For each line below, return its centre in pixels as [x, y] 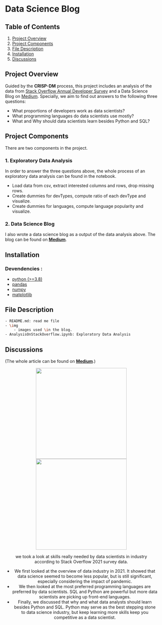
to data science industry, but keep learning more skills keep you [85, 612]
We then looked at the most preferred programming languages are [85, 587]
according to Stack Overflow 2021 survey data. [81, 562]
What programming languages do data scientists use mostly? [73, 116]
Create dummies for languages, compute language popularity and [78, 206]
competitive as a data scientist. [85, 617]
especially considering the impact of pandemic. [85, 581]
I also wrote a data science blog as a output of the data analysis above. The [80, 234]
